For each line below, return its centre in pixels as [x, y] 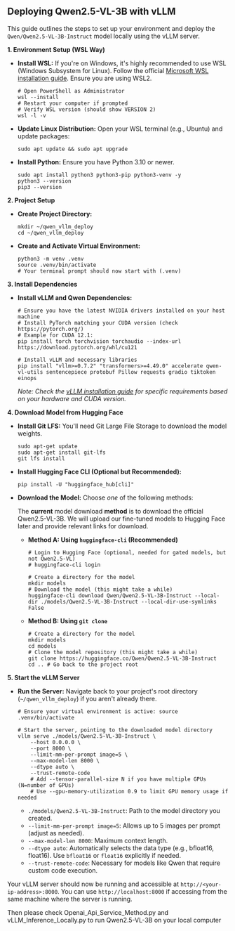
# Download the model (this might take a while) [100, 590]
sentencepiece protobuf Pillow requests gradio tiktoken [131, 372]
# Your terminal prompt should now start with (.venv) [99, 271]
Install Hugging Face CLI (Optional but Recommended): [99, 471]
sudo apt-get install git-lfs [62, 453]
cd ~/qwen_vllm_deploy [51, 233]
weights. [30, 433]
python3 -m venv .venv [51, 259]
